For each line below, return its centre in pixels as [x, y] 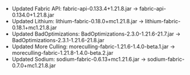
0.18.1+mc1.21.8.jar [34, 27]
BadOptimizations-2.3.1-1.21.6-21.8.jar [58, 40]
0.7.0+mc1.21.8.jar [34, 65]
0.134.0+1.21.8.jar [33, 15]
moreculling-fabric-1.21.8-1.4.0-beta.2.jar [62, 53]
